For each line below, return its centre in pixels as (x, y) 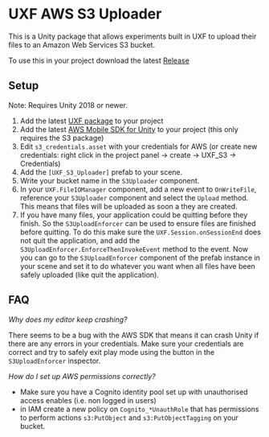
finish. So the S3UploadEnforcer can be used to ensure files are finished (138, 223)
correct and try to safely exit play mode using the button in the (112, 352)
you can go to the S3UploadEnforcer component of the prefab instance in (140, 258)
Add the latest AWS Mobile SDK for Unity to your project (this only (129, 129)
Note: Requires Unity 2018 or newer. (68, 105)
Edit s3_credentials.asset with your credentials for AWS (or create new (139, 146)
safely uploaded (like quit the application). (89, 274)
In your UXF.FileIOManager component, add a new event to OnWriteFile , (138, 189)
